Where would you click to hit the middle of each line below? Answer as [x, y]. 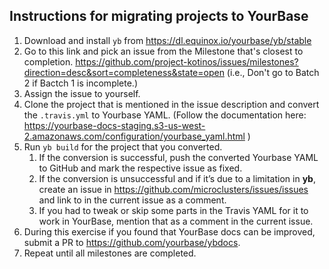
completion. [48, 61]
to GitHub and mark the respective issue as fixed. [140, 168]
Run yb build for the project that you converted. [123, 146]
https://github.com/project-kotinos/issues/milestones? [187, 61]
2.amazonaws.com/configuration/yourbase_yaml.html [134, 136]
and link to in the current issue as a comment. [132, 200]
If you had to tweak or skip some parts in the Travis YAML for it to [173, 210]
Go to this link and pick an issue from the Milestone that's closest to [163, 51]
